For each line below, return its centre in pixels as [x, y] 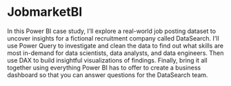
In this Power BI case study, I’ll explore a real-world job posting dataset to [111, 31]
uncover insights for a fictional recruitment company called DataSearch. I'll [113, 38]
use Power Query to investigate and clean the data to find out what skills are [115, 45]
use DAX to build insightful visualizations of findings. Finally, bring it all [108, 60]
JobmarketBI [45, 12]
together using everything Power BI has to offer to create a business [104, 67]
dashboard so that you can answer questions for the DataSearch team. [108, 75]
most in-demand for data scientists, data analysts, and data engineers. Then [115, 53]
